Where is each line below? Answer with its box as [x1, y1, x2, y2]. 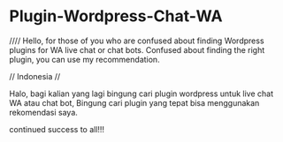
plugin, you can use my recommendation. [9, 54, 161, 64]
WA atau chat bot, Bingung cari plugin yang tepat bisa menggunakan [9, 97, 260, 108]
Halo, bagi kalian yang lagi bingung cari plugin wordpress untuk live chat [9, 88, 274, 99]
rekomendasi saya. [9, 107, 78, 117]
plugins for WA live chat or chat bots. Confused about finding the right [9, 44, 265, 55]
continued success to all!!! [9, 123, 104, 134]
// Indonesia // [9, 71, 61, 81]
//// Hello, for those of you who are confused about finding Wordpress [9, 35, 264, 46]
